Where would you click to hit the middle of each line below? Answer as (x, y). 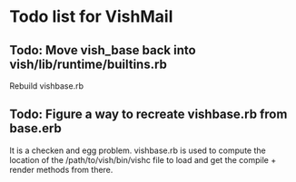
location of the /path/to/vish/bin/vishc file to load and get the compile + (143, 159)
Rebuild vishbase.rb (47, 86)
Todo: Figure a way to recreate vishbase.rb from (148, 115)
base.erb (35, 129)
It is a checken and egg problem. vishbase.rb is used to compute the (138, 150)
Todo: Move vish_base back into (103, 50)
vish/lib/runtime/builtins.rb (89, 64)
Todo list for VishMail (91, 17)
